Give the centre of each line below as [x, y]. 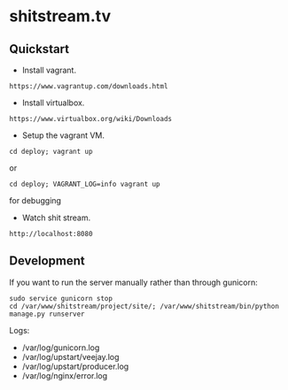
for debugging [35, 200]
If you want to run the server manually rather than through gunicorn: [134, 282]
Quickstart [39, 49]
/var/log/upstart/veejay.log [70, 356]
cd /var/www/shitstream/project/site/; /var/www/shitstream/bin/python [144, 306]
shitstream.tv [60, 16]
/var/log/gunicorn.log [61, 348]
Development [47, 261]
